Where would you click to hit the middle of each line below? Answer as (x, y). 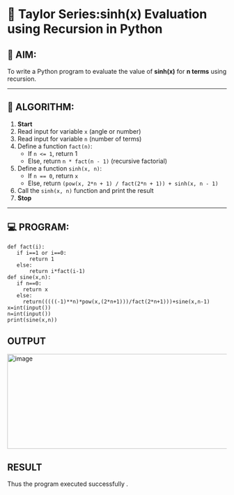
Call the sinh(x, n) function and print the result (86, 190)
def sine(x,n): (29, 277)
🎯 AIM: (22, 55)
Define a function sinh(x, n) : (60, 168)
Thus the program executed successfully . (68, 484)
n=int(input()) (29, 314)
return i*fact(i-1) (57, 271)
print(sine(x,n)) (32, 320)
